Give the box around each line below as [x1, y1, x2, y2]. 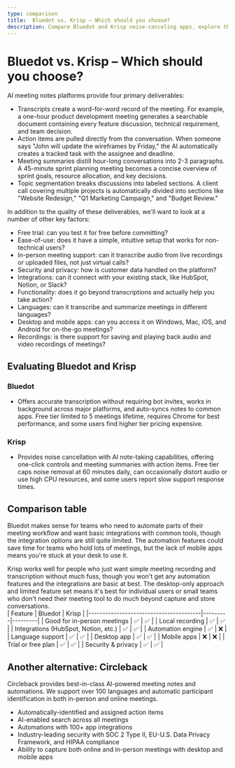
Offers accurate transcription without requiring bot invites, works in [17, 397, 211, 406]
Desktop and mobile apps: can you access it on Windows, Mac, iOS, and [17, 318, 227, 326]
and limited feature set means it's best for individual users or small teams [7, 587, 218, 595]
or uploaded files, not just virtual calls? [17, 258, 129, 266]
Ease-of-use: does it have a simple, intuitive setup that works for [17, 236, 204, 245]
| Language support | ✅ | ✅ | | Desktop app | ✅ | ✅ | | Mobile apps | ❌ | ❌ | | [7, 632, 225, 641]
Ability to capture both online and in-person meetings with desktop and [17, 745, 223, 753]
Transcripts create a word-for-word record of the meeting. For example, [17, 105, 225, 113]
